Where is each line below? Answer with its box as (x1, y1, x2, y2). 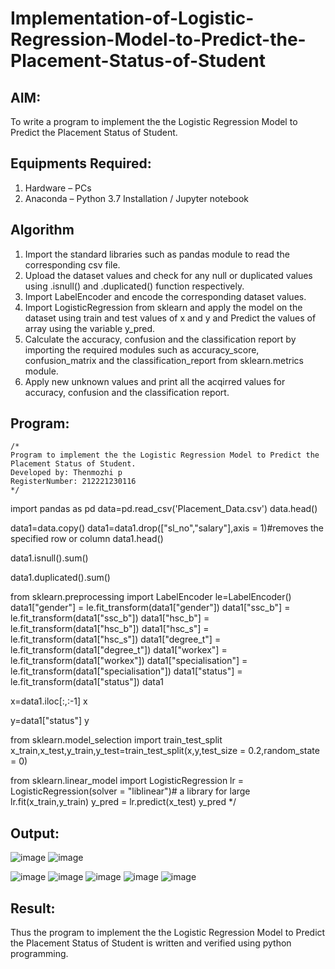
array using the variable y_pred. (24, 322, 156, 334)
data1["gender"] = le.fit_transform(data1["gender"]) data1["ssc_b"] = (10, 602, 291, 614)
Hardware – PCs (24, 182, 92, 194)
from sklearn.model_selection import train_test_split (10, 734, 223, 746)
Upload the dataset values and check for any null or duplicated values (24, 269, 313, 281)
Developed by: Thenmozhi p (10, 468, 123, 478)
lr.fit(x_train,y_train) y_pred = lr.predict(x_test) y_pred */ (10, 796, 237, 808)
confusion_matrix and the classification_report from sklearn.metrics (24, 354, 304, 366)
